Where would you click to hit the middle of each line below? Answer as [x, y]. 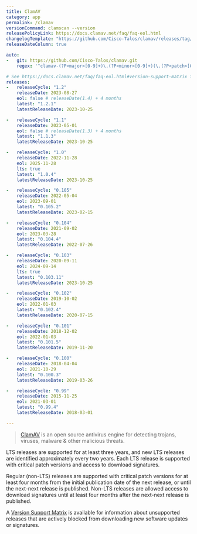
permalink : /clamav [30, 22]
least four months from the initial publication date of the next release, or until [98, 482]
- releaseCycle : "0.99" [38, 391]
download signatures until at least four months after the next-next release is [98, 495]
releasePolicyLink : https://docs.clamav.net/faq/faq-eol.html [84, 34]
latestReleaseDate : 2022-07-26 [55, 245]
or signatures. [23, 525]
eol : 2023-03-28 [37, 234]
